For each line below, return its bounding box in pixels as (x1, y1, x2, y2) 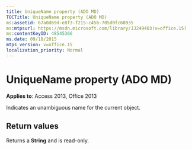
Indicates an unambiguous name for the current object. (6, 104, 141, 111)
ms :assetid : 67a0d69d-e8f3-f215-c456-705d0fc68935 (6, 20, 134, 25)
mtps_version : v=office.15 (6, 42, 73, 48)
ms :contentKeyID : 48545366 (6, 31, 73, 37)
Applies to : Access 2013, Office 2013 (6, 92, 97, 100)
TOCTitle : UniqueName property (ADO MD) (6, 14, 108, 20)
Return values (6, 121, 59, 131)
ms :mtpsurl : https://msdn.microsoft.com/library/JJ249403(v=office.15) (6, 25, 187, 31)
